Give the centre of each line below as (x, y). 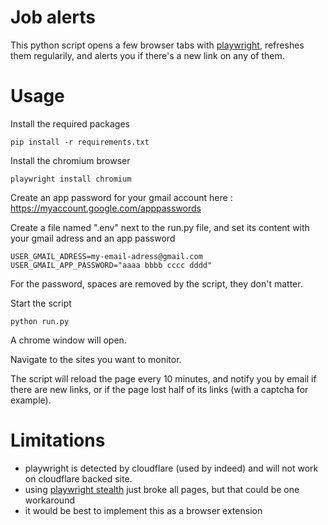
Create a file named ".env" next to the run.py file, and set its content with (160, 227)
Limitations (58, 440)
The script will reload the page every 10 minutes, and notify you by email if (163, 378)
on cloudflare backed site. (78, 478)
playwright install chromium (71, 179)
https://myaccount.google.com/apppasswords (106, 208)
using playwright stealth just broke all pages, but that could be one (162, 489)
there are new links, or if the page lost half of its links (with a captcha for (159, 389)
